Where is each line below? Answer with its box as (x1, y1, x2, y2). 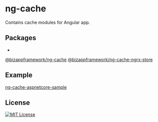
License (5, 98, 30, 107)
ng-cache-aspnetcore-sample (5, 84, 67, 90)
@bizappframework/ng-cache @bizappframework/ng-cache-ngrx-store (5, 57, 153, 62)
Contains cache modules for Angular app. (5, 19, 90, 25)
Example (5, 71, 33, 79)
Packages (5, 34, 36, 42)
